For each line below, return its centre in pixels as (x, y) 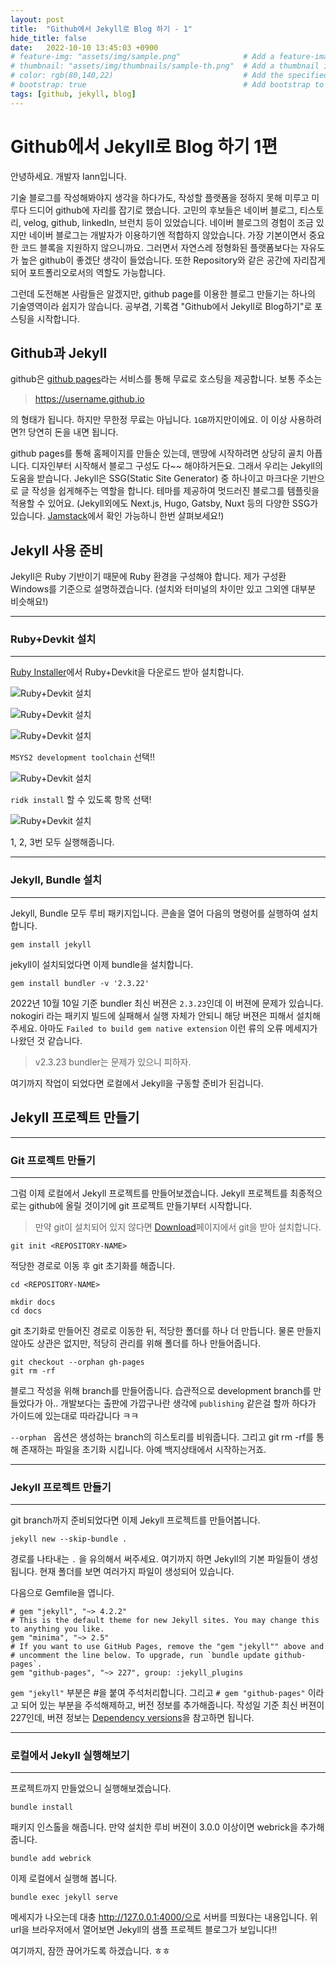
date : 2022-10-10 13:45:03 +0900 (84, 47)
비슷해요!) (29, 602)
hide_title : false (48, 38)
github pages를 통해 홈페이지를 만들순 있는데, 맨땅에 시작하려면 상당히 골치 (157, 453)
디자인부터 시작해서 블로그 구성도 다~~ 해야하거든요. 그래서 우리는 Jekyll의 (177, 466)
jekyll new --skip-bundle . (69, 1539)
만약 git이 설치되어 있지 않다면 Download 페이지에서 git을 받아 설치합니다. (178, 1227)
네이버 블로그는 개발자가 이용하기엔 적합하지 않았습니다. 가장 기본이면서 (167, 235)
